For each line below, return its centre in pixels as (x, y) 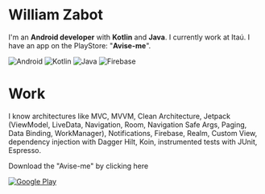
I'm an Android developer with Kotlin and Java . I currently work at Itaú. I (129, 37)
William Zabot (56, 15)
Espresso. (25, 150)
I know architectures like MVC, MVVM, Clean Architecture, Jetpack (120, 116)
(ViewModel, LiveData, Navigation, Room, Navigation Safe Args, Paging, (128, 124)
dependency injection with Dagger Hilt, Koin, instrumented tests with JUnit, (133, 142)
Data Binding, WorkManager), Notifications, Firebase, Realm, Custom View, (133, 133)
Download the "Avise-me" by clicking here (79, 166)
